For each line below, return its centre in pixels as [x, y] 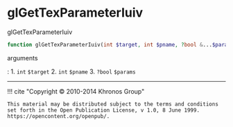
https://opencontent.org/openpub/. [59, 116]
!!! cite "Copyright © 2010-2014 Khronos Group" [76, 91]
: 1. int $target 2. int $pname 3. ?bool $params [72, 71]
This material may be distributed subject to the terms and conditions [113, 104]
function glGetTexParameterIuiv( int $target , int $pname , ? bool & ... [110, 44]
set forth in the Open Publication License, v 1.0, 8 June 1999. [103, 110]
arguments [23, 58]
